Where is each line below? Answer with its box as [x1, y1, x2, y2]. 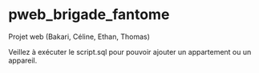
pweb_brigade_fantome [8, 6, 170, 24]
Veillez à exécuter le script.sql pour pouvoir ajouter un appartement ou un [8, 47, 252, 56]
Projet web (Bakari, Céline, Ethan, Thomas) [8, 32, 151, 41]
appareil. [8, 56, 38, 65]
